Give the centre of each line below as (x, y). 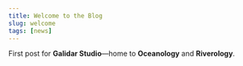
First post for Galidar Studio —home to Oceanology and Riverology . (122, 54)
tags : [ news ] (30, 31)
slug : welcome (32, 23)
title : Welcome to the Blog (56, 16)
